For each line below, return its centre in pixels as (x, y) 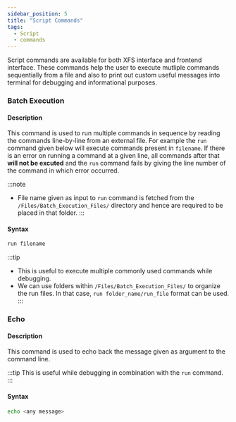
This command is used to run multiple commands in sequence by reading (114, 133)
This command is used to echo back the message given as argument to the (117, 352)
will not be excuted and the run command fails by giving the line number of (117, 163)
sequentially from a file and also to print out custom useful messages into (114, 75)
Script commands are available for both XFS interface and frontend (105, 60)
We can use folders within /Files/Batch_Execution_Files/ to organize (119, 286)
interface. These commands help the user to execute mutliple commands (113, 68)
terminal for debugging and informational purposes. (82, 82)
